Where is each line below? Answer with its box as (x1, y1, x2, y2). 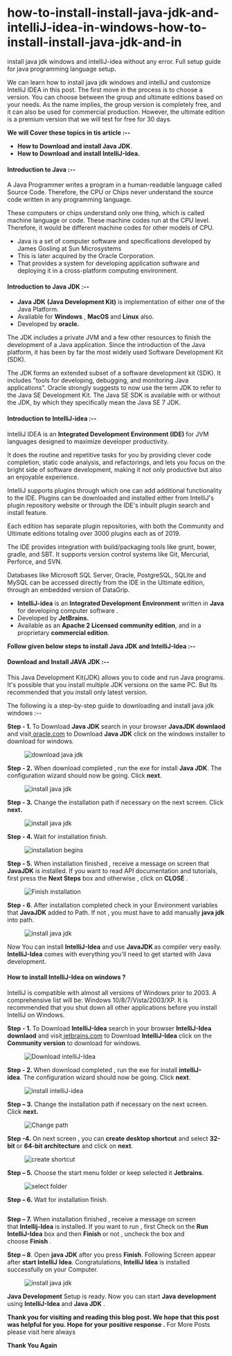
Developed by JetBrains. (17, 613, 89, 622)
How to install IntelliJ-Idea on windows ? (7, 973, 126, 981)
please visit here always (7, 1328, 76, 1336)
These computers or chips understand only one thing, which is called (7, 209, 205, 217)
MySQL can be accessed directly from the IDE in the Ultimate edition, (7, 578, 205, 586)
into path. (7, 915, 35, 924)
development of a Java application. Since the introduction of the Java (7, 341, 206, 349)
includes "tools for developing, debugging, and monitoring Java (7, 376, 189, 384)
